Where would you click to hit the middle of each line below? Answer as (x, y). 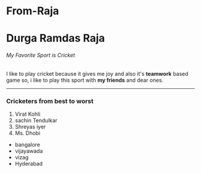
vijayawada (29, 151)
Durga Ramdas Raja (56, 38)
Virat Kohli (28, 114)
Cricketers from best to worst (50, 101)
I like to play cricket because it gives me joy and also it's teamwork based (97, 73)
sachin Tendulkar (36, 120)
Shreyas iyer (30, 126)
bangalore (28, 144)
